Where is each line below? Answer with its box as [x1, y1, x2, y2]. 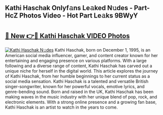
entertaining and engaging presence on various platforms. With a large [5, 58, 147, 63]
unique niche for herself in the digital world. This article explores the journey [5, 68, 158, 74]
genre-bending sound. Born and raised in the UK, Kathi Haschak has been [5, 89, 154, 95]
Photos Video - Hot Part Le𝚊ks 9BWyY [19, 12, 138, 20]
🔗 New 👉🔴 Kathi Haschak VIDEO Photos [5, 32, 130, 40]
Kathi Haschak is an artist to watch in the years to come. [5, 104, 118, 110]
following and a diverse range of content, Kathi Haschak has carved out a [5, 63, 152, 69]
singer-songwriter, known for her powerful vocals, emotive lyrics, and [5, 84, 145, 89]
